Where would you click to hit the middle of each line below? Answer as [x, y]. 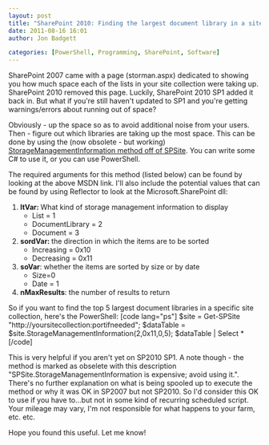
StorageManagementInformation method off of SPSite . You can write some [132, 151]
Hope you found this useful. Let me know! [77, 433]
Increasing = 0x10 [61, 250]
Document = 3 [56, 233]
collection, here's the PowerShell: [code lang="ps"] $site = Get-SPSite [124, 317]
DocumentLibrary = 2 [67, 225]
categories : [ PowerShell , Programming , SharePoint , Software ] [114, 53]
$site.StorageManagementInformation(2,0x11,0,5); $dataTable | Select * [126, 334]
